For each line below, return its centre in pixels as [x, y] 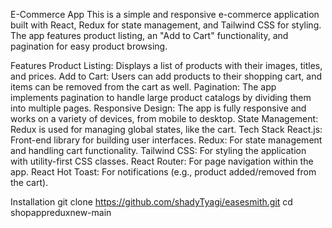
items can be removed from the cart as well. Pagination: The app [143, 87]
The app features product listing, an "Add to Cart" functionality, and [149, 35]
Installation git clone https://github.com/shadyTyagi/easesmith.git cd [151, 202]
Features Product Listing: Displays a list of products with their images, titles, [166, 65]
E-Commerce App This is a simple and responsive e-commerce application [165, 14]
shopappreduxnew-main [61, 212]
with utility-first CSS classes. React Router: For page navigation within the [162, 161]
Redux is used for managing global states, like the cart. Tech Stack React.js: [166, 129]
